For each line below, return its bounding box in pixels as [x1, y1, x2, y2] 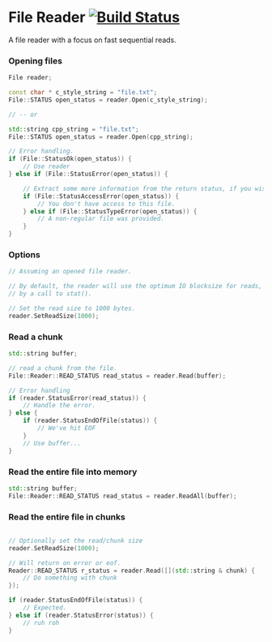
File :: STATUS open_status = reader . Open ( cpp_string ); [8, 132, 194, 141]
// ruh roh [23, 618, 60, 627]
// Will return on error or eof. [8, 558, 121, 567]
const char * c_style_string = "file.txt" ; [8, 88, 158, 97]
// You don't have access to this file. [37, 200, 176, 208]
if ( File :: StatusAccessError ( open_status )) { [23, 192, 180, 200]
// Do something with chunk [23, 574, 117, 582]
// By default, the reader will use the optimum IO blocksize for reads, [8, 282, 263, 291]
